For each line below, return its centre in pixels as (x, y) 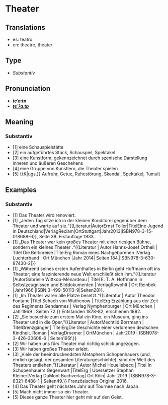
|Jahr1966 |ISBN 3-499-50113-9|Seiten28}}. (58, 290)
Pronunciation (28, 89)
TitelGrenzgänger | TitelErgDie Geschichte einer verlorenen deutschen (86, 327)
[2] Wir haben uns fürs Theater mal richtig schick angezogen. (76, 344)
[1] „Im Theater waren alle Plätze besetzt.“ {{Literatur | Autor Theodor (83, 295)
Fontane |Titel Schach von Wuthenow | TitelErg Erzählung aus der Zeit (85, 301)
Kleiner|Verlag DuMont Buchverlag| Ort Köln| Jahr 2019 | (71, 376)
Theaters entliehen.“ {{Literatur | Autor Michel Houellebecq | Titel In (82, 365)
